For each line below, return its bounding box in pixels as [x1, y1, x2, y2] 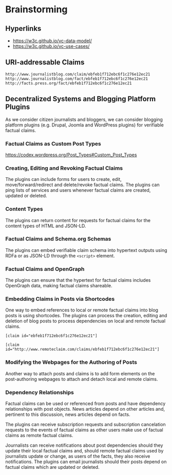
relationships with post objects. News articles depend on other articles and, [5, 406, 165, 412]
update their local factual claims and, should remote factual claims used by [5, 448, 164, 453]
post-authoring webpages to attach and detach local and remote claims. [5, 376, 158, 382]
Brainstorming [5, 4, 68, 15]
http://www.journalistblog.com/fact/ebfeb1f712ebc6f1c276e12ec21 [5, 76, 148, 81]
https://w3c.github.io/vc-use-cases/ [12, 43, 90, 49]
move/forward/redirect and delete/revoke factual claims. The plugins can [5, 181, 160, 188]
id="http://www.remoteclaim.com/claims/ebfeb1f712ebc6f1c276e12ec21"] [5, 347, 160, 352]
